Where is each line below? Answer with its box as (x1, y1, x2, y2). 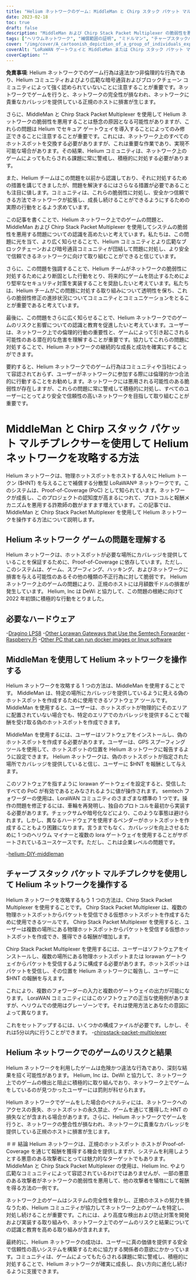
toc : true (6, 19, 30, 25)
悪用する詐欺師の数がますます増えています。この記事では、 (31, 501, 174, 508)
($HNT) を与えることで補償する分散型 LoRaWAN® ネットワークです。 (17, 479, 184, 486)
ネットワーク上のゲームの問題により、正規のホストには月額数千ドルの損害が (6, 581, 190, 588)
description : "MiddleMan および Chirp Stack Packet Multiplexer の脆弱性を (6, 30, 188, 36)
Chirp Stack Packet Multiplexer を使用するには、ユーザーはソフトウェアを (6, 945, 184, 952)
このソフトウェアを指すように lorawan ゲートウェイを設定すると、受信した (6, 780, 187, 787)
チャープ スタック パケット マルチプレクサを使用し (6, 869, 188, 879)
